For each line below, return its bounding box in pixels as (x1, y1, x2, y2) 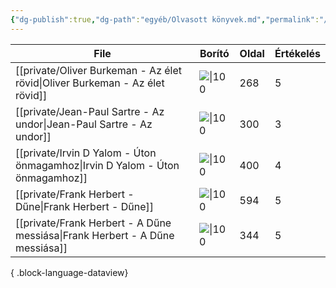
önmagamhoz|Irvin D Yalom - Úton (15, 158, 180, 172)
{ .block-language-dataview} (10, 266, 129, 278)
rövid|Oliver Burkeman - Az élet (15, 76, 165, 90)
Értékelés (274, 46, 321, 60)
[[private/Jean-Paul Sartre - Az (15, 104, 165, 118)
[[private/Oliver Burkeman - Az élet (15, 63, 183, 77)
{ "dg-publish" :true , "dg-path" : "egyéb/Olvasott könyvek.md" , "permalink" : (10, 14, 320, 25)
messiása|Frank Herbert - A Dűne (15, 228, 175, 242)
